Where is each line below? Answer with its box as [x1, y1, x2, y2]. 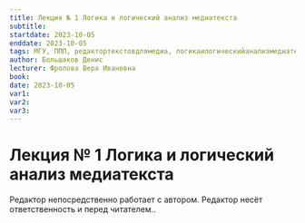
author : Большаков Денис [9, 55, 103, 64]
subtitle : [9, 22, 47, 31]
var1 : [9, 89, 30, 98]
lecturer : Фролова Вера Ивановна [9, 64, 136, 73]
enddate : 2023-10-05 [9, 38, 88, 48]
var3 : [9, 106, 30, 115]
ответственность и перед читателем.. [9, 204, 156, 215]
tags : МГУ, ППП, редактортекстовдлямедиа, [9, 47, 172, 56]
